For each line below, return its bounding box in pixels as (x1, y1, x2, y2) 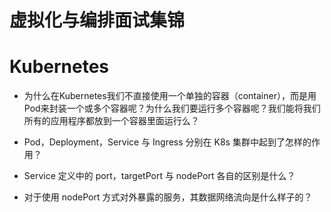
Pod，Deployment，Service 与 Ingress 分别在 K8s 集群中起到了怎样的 (23, 136, 312, 148)
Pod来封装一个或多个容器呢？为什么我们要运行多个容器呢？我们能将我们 (23, 102, 321, 115)
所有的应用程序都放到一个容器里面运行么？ (23, 115, 200, 127)
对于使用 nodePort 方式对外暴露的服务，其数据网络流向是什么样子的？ (23, 191, 313, 203)
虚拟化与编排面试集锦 (9, 9, 186, 32)
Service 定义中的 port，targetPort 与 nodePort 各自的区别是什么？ (23, 170, 296, 182)
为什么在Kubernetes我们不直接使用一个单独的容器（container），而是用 (23, 90, 317, 102)
